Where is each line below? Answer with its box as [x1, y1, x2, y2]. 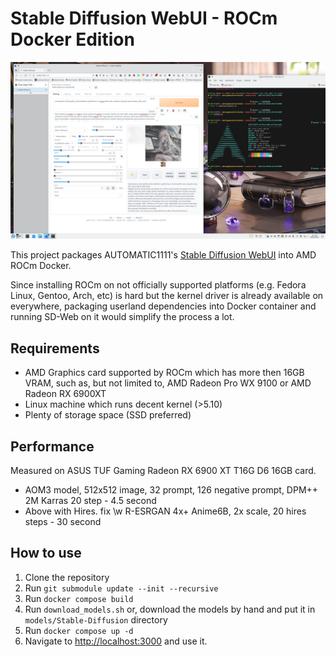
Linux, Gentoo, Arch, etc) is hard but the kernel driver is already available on [10, 290, 324, 302]
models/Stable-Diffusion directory [24, 613, 168, 626]
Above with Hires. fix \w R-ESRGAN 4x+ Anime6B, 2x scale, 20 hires [24, 505, 307, 517]
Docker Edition [10, 28, 135, 51]
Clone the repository [24, 571, 110, 583]
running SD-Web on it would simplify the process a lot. [10, 311, 235, 323]
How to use [10, 545, 82, 562]
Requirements [10, 340, 100, 357]
